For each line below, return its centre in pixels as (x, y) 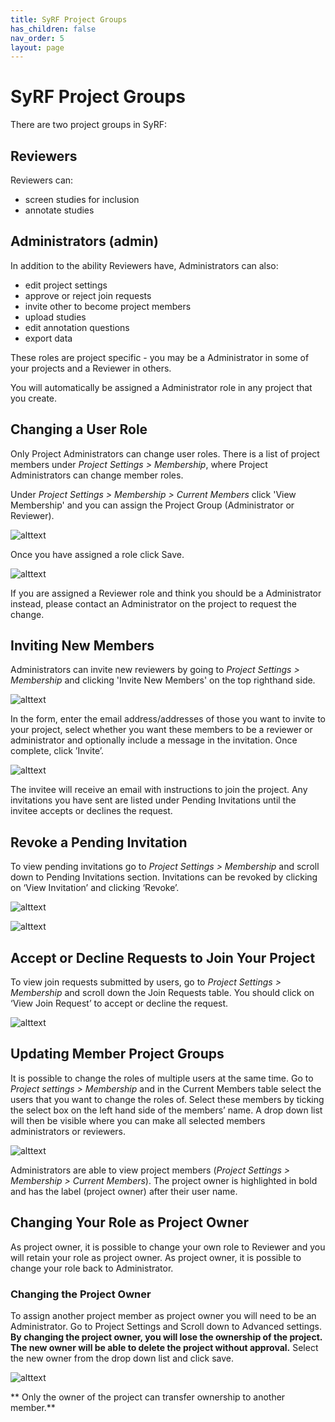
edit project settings (66, 285)
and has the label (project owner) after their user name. (124, 1191)
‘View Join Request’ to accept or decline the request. (119, 1003)
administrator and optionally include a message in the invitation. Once (154, 740)
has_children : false (53, 29)
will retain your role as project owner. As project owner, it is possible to (156, 1257)
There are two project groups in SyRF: (89, 125)
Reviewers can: (42, 180)
